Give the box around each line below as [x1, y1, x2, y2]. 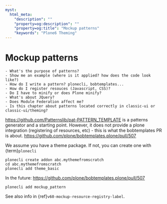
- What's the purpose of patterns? [5, 68, 79, 73]
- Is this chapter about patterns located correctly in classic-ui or [5, 103, 155, 108]
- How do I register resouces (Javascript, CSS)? [5, 86, 111, 91]
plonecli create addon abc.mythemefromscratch [5, 157, 104, 162]
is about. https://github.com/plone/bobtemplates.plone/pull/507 [5, 132, 136, 138]
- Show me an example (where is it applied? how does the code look [5, 73, 151, 78]
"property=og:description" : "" [14, 21, 79, 26]
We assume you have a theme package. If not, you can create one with [5, 142, 151, 148]
